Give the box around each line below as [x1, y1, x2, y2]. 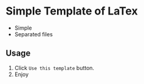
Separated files [14, 30, 53, 37]
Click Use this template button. [14, 64, 95, 71]
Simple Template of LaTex [5, 4, 138, 18]
